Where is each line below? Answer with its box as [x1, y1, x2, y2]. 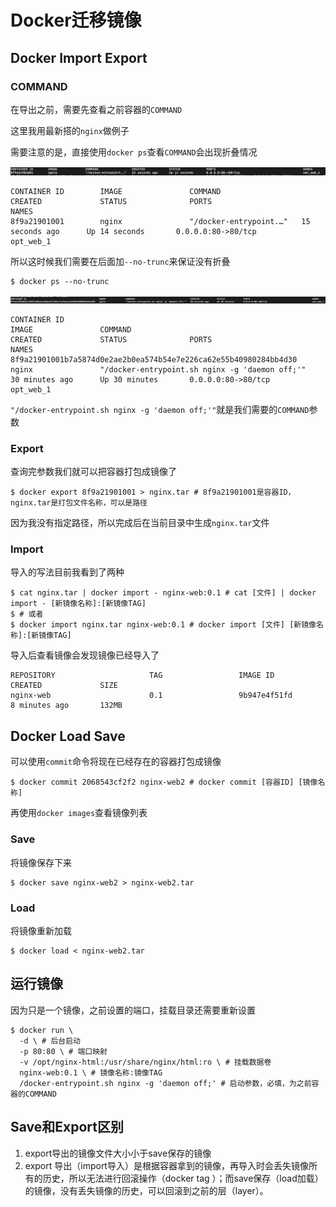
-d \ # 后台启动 [19, 1036, 82, 1046]
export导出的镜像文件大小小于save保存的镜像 [24, 1147, 212, 1159]
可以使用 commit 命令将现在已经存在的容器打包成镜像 [10, 756, 222, 768]
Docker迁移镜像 [10, 9, 142, 32]
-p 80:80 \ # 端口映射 [19, 1046, 108, 1056]
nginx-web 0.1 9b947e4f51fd [10, 691, 293, 701]
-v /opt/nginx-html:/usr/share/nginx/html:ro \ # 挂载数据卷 [19, 1057, 272, 1067]
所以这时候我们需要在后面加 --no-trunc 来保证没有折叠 [10, 255, 231, 267]
